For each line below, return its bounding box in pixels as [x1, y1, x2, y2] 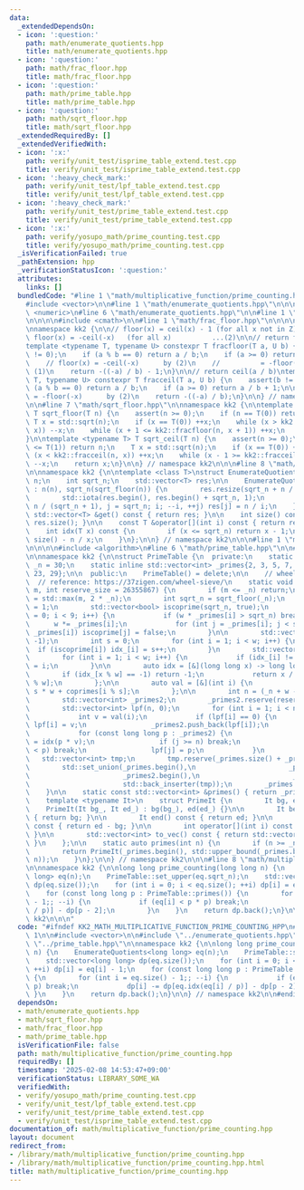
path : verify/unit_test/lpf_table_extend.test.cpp [25, 182, 221, 191]
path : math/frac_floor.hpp [25, 64, 128, 73]
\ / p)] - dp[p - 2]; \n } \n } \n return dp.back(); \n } [25, 906, 285, 915]
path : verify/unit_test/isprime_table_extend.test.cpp [25, 156, 237, 166]
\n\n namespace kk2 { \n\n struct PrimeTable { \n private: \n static [25, 552, 294, 561]
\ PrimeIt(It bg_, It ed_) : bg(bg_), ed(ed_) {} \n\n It [25, 805, 285, 814]
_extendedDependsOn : [17, 22, 95, 31]
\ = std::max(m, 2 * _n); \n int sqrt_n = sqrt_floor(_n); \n [25, 594, 285, 603]
